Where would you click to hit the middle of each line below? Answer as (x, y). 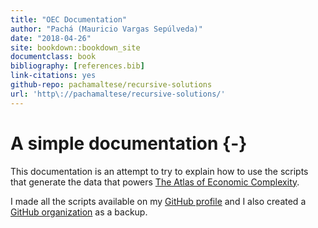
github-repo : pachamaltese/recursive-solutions (111, 85)
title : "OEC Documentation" (69, 19)
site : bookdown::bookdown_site (75, 47)
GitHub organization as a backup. (79, 212)
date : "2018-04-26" (51, 38)
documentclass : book (53, 57)
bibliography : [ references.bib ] (77, 66)
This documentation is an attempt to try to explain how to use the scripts (159, 171)
